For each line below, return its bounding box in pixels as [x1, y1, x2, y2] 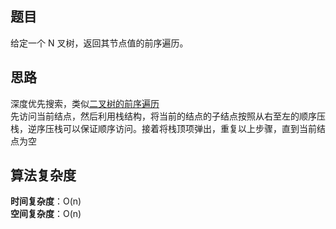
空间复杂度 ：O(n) [10, 208, 82, 220]
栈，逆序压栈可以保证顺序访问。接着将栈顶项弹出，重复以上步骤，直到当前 [10, 122, 317, 134]
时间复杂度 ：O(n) [10, 195, 82, 207]
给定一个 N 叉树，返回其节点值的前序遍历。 [10, 37, 189, 49]
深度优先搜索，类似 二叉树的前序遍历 [10, 97, 160, 109]
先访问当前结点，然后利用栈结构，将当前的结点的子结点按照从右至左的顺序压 [10, 110, 326, 122]
